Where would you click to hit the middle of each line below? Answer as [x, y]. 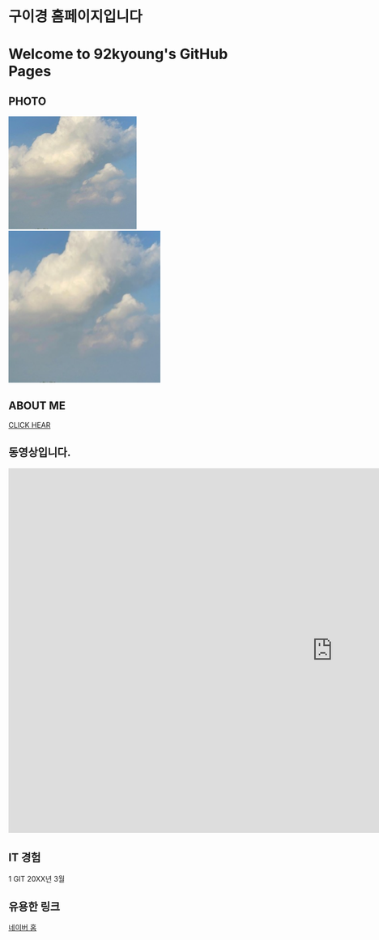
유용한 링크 [34, 907]
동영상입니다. [40, 453]
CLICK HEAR [30, 425]
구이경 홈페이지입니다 [76, 17]
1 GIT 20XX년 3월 [37, 878]
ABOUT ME [37, 406]
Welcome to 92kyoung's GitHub [118, 54]
